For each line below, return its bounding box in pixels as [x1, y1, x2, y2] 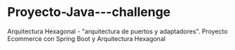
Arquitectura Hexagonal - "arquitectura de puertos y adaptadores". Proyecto [7, 27, 228, 35]
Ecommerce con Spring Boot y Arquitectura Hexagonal [7, 34, 166, 42]
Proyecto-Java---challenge [7, 4, 171, 20]
